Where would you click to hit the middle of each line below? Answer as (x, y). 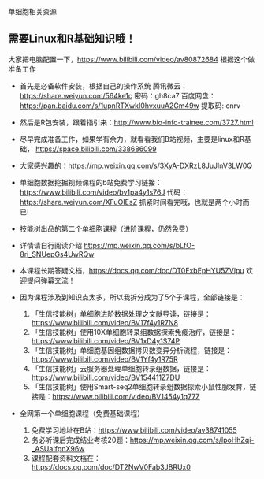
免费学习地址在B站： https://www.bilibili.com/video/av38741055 (134, 430)
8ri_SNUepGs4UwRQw (57, 254)
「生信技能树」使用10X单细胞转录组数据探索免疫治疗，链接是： (134, 332)
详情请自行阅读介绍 (51, 245)
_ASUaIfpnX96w (58, 448)
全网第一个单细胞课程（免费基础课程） (82, 413)
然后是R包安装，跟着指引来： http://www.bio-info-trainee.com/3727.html (136, 122)
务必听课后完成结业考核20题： (80, 440)
